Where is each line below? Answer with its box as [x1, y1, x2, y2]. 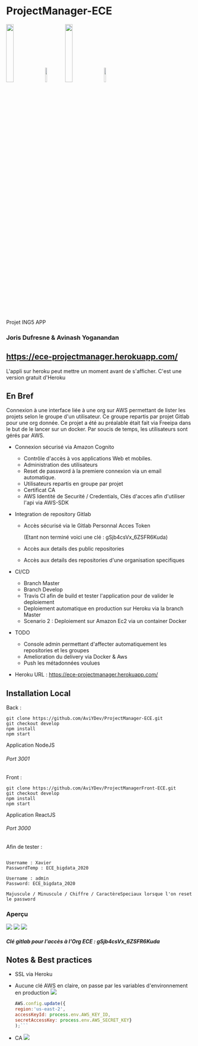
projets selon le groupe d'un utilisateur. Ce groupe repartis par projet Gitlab [6, 413, 190, 420]
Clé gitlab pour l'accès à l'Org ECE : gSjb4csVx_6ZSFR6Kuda [6, 937, 160, 945]
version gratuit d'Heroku [6, 374, 66, 381]
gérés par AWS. [6, 432, 44, 439]
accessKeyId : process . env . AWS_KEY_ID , [14, 1012, 111, 1018]
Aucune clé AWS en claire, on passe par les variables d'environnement [14, 982, 188, 990]
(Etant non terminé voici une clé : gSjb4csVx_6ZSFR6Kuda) [23, 533, 168, 541]
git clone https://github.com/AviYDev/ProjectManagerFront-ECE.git [6, 785, 177, 791]
